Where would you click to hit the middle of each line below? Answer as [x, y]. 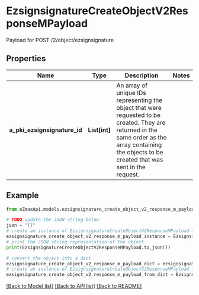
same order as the [142, 137]
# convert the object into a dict [49, 258]
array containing [139, 145]
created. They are [141, 122]
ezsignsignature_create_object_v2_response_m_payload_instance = [88, 237]
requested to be [139, 115]
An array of [132, 85]
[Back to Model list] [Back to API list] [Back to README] [74, 286]
